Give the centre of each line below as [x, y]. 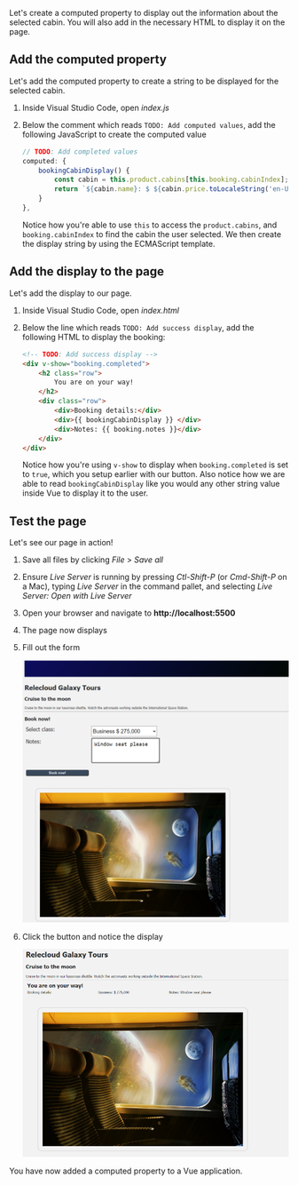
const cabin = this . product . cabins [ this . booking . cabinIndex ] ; [172, 180]
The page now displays [65, 631]
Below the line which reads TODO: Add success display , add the [138, 327]
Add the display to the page [87, 271]
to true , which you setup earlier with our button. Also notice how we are [153, 474]
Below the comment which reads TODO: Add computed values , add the [149, 124]
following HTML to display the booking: [94, 337]
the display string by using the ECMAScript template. [118, 243]
